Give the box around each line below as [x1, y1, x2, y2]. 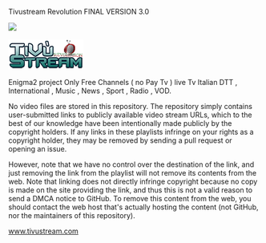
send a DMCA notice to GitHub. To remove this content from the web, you [8, 194, 252, 203]
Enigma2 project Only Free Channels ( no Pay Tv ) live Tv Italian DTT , [8, 78, 238, 87]
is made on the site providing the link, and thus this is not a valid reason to [8, 185, 253, 195]
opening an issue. [8, 144, 67, 153]
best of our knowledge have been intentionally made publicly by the [8, 119, 232, 128]
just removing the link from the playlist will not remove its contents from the [8, 168, 257, 177]
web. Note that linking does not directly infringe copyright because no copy [8, 176, 258, 186]
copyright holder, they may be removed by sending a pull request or [8, 136, 232, 145]
